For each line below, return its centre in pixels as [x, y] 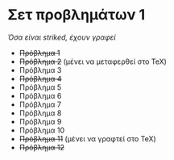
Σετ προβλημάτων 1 [77, 15]
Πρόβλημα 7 [40, 104]
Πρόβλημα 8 [40, 113]
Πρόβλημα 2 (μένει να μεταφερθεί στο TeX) [93, 61]
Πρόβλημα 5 [40, 87]
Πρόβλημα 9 [40, 121]
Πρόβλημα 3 [40, 69]
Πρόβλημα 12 [42, 147]
